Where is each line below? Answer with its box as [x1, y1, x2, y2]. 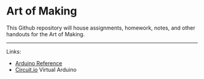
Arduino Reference [15, 59, 63, 67]
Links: [6, 48, 21, 55]
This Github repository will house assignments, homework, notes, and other [6, 24, 195, 31]
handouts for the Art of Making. [6, 30, 85, 37]
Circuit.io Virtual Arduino [15, 66, 77, 73]
